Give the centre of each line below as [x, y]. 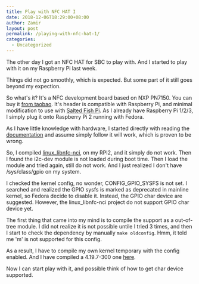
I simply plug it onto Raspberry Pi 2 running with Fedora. [75, 116]
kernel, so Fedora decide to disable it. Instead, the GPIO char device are [94, 196]
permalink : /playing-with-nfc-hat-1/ [53, 34]
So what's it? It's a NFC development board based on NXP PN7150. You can [99, 98]
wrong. [15, 141]
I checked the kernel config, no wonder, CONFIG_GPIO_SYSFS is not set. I [97, 183]
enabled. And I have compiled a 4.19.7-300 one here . [71, 257]
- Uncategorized [32, 45]
